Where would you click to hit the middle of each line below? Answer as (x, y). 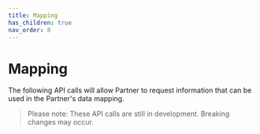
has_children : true (40, 23)
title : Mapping (33, 15)
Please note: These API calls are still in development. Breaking (128, 114)
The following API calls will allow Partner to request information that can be (130, 90)
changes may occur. (61, 122)
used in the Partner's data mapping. (66, 99)
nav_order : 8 (30, 30)
